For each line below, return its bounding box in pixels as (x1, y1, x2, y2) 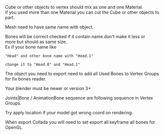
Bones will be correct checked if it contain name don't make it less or (5, 34, 145, 39)
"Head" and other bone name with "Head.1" (5, 54, 94, 58)
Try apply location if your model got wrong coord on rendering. (5, 110, 133, 115)
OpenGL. (5, 125, 24, 130)
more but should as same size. (5, 39, 67, 45)
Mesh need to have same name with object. (5, 24, 94, 30)
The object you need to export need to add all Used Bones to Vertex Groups (5, 71, 159, 77)
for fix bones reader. (5, 76, 47, 81)
